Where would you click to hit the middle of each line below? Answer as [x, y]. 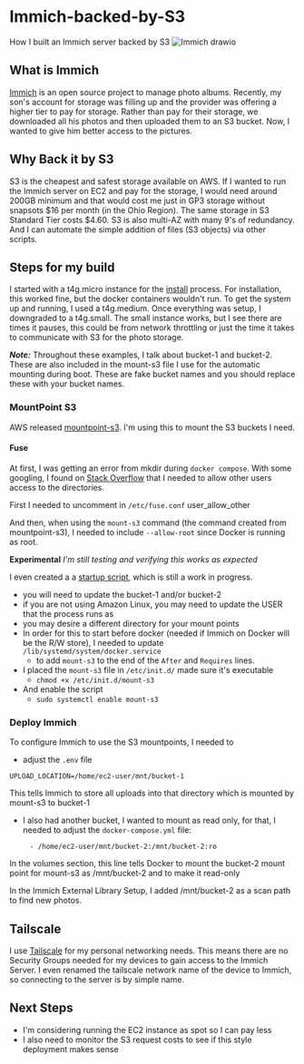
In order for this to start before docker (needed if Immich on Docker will [156, 633]
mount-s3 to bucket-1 [50, 803]
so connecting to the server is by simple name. [97, 979]
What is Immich [54, 70]
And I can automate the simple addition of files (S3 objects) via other [137, 229]
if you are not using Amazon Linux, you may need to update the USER [152, 604]
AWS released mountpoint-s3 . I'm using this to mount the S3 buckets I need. [152, 427]
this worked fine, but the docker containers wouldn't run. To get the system [150, 299]
